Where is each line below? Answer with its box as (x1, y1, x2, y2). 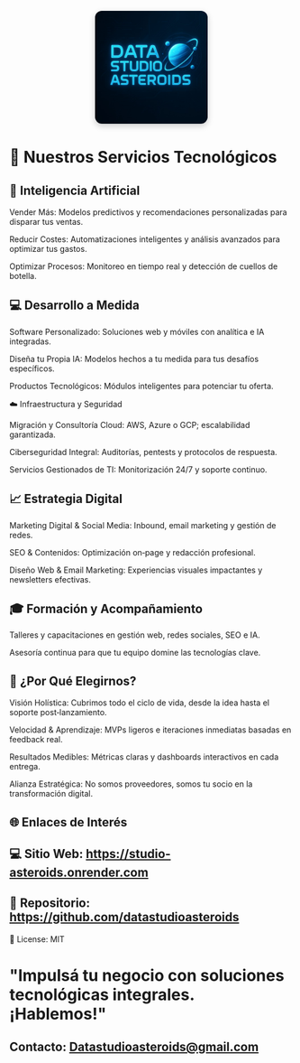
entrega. (9, 761, 41, 772)
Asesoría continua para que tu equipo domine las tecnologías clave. (9, 648, 261, 658)
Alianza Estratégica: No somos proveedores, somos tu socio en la (9, 779, 253, 789)
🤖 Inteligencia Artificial (9, 182, 141, 198)
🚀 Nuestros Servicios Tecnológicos (9, 147, 277, 168)
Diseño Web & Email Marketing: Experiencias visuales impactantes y (9, 564, 263, 575)
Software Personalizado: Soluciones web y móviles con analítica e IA (9, 326, 265, 337)
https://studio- (85, 846, 171, 862)
